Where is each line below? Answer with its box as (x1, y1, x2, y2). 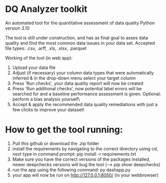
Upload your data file (12, 64, 56, 70)
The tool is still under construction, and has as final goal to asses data (5, 35, 148, 41)
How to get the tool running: (5, 124, 123, 135)
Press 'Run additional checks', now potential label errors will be (12, 85, 142, 91)
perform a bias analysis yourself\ (12, 96, 80, 102)
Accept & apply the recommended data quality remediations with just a (12, 101, 158, 107)
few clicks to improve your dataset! (12, 107, 84, 113)
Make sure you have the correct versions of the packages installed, (12, 156, 151, 162)
